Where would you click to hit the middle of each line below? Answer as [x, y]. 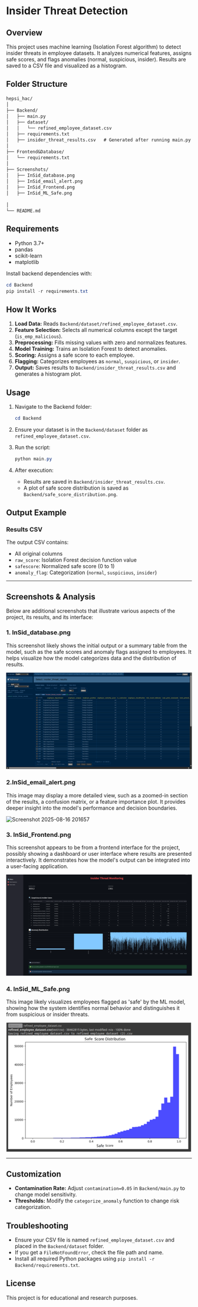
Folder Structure [37, 84]
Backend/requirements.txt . [47, 1264]
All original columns [39, 554]
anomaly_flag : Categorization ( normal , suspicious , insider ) [86, 573]
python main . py [33, 459]
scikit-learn [28, 256]
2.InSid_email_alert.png [41, 783]
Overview [24, 33]
